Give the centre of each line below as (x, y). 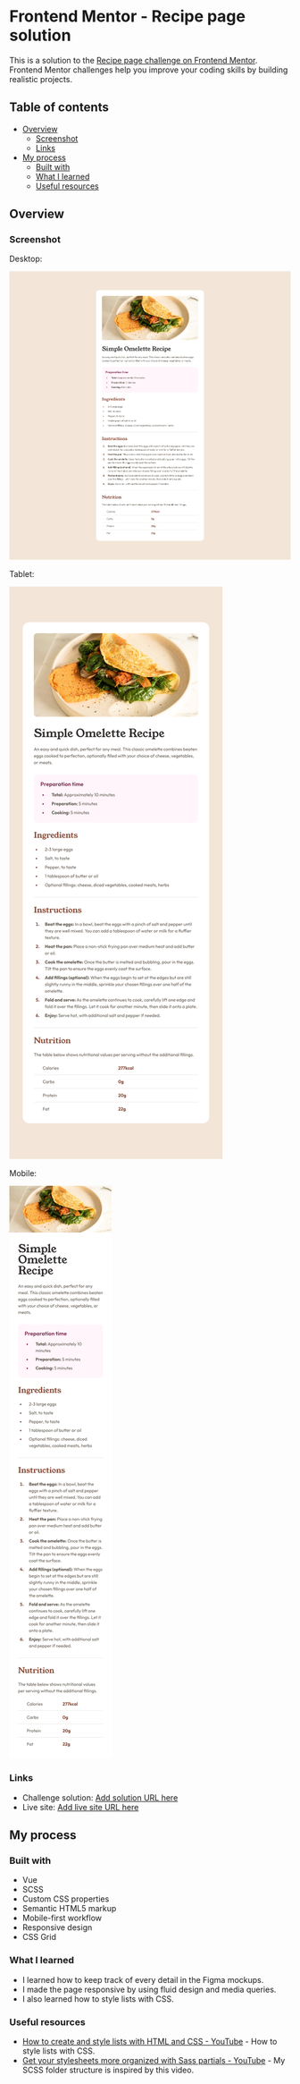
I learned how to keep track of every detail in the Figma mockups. (143, 1979)
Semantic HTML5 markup (69, 1909)
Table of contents (59, 108)
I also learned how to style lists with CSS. (98, 1999)
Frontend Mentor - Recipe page (127, 17)
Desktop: (26, 259)
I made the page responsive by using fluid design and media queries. (149, 1989)
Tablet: (22, 573)
